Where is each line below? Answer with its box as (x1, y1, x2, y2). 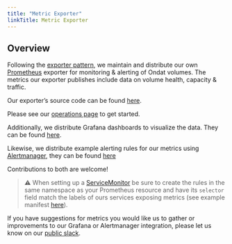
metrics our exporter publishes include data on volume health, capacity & (7, 76, 217, 84)
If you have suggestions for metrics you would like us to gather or (7, 214, 195, 222)
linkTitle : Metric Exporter (7, 17, 89, 24)
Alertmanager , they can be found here (7, 152, 116, 160)
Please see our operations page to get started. (7, 110, 140, 118)
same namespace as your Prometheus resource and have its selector (24, 186, 224, 195)
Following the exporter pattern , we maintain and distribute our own (7, 60, 198, 70)
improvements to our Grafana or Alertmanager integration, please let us (7, 222, 212, 230)
